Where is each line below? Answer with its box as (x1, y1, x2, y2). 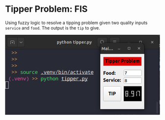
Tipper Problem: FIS (5, 3, 88, 15)
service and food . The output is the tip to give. (5, 25, 101, 30)
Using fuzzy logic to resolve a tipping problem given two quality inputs (5, 20, 148, 26)
